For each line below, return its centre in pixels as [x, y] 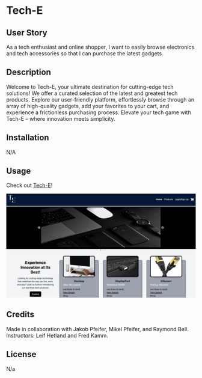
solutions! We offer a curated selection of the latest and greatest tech [92, 93]
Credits [20, 315]
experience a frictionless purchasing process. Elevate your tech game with [99, 112]
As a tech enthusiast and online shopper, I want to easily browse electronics [100, 47]
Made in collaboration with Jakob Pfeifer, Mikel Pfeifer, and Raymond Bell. [97, 329]
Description [29, 72]
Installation [28, 138]
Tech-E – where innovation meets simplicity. [61, 118]
